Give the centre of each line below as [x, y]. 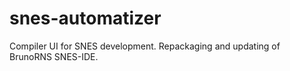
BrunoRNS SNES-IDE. [54, 56]
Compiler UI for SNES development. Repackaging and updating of [145, 46]
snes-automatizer [85, 18]
